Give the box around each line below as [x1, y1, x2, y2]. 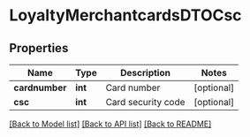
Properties [9, 41, 69, 56]
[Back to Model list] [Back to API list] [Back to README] [9, 118, 212, 129]
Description [120, 67, 170, 79]
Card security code [105, 96, 186, 108]
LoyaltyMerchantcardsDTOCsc [9, 5, 242, 26]
